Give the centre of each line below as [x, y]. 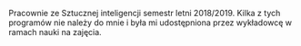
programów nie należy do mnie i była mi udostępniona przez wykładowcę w [150, 23]
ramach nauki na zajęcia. [55, 32]
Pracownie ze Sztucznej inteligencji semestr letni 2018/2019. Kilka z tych [145, 13]
